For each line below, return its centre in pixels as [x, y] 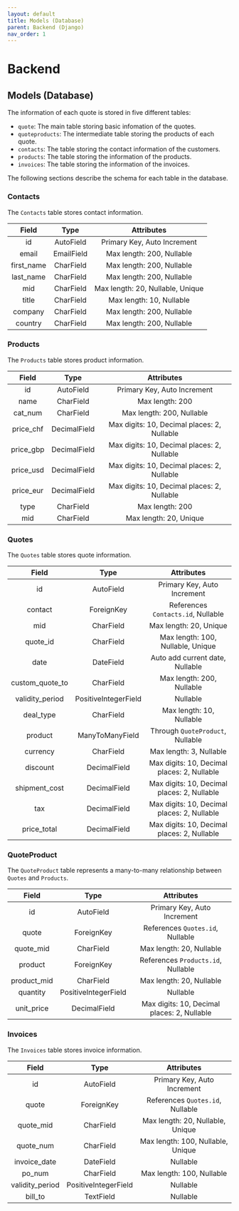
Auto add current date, [188, 658]
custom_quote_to [40, 683]
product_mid [32, 981]
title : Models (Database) [46, 21]
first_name [29, 265]
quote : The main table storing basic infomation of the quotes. [107, 126]
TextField [100, 1196]
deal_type [39, 715]
